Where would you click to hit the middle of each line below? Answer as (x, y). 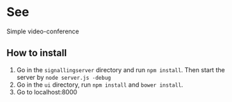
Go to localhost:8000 (47, 92)
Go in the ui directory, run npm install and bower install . (100, 85)
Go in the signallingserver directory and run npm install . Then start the (121, 69)
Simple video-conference (43, 31)
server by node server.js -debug (64, 77)
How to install (37, 53)
